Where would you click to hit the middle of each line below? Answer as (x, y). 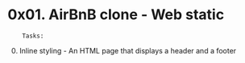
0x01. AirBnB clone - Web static (116, 15)
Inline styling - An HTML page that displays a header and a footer (128, 50)
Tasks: (33, 36)
